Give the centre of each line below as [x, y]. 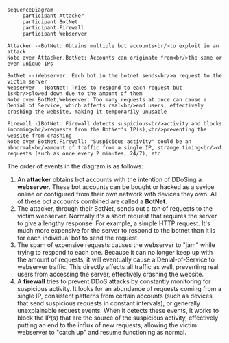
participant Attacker [53, 16]
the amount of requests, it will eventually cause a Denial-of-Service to [116, 259]
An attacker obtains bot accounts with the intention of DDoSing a [109, 179]
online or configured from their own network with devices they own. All [117, 194]
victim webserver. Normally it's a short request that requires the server [117, 216]
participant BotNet [50, 22]
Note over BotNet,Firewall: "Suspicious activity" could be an [99, 142]
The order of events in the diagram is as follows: [75, 166]
